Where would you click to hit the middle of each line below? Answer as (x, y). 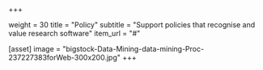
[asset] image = (34, 49)
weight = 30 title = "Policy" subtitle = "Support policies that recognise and (132, 25)
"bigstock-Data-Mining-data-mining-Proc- (133, 49)
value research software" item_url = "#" (74, 33)
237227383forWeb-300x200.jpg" (65, 58)
